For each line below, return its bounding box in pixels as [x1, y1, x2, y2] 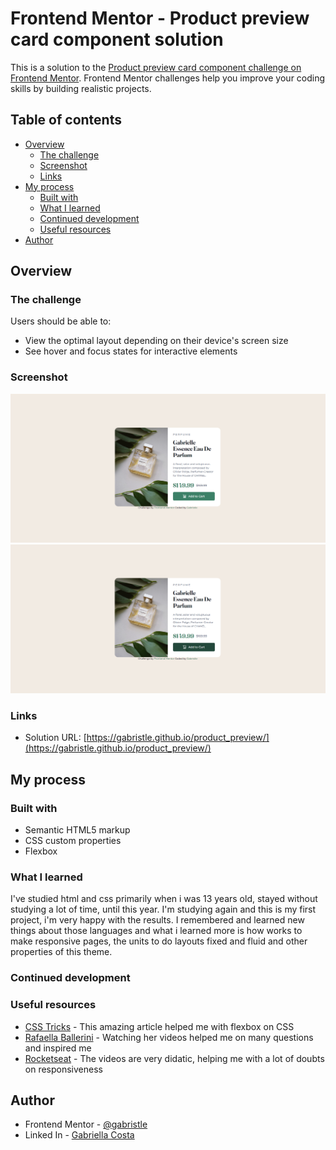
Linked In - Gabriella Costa [24, 1129, 135, 1141]
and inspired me [24, 1042, 92, 1054]
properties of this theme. [10, 946, 113, 958]
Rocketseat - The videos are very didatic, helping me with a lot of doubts [24, 1052, 325, 1064]
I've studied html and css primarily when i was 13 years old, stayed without [10, 893, 318, 905]
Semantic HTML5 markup [24, 824, 131, 836]
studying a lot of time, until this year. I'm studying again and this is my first [10, 903, 317, 916]
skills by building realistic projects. [10, 82, 152, 94]
